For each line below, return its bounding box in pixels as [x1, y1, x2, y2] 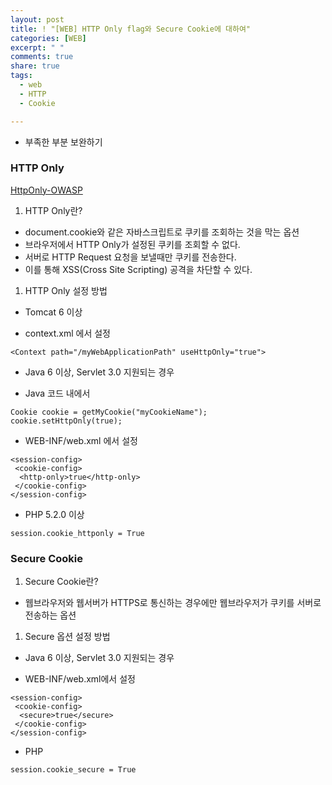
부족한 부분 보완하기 [24, 136, 103, 148]
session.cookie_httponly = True [10, 528, 145, 538]
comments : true [10, 52, 74, 62]
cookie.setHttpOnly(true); [10, 416, 123, 426]
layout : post [10, 14, 65, 25]
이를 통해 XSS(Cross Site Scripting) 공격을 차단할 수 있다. [24, 263, 253, 275]
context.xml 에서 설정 [24, 327, 111, 339]
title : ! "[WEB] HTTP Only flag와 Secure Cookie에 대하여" [10, 24, 252, 34]
